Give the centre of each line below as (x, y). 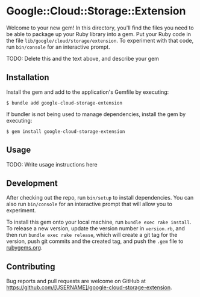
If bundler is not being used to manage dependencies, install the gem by (96, 114)
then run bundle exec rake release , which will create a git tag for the (92, 235)
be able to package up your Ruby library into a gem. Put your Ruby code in (99, 34)
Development (32, 183)
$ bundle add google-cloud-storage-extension (64, 103)
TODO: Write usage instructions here (52, 164)
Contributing (31, 267)
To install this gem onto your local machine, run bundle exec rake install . (99, 222)
